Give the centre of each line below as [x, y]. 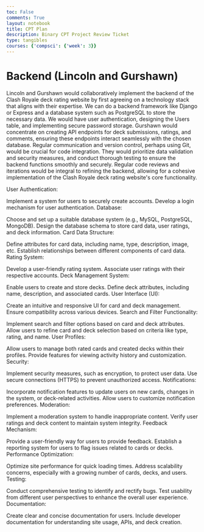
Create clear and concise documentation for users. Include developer [93, 516]
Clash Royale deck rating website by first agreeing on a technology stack [98, 99]
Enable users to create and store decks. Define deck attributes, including [98, 287]
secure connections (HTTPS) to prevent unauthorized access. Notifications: [101, 379]
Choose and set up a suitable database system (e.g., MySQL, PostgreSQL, [100, 219]
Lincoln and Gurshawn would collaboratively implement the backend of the [100, 93]
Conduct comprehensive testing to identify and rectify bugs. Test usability [99, 491]
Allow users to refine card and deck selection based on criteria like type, [97, 330]
